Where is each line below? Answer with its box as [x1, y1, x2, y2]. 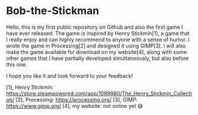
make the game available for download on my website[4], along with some [6, 48, 187, 55]
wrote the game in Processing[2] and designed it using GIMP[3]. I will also [6, 42, 186, 49]
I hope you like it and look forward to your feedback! [6, 72, 133, 79]
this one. [6, 60, 28, 68]
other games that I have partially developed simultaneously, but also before [6, 55, 189, 62]
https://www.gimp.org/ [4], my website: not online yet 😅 [6, 102, 143, 109]
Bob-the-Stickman [6, 4, 100, 18]
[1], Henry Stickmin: [6, 83, 54, 90]
